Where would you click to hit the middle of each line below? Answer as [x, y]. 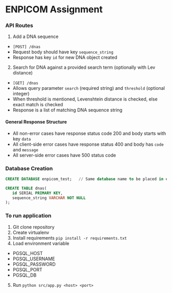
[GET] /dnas [25, 83]
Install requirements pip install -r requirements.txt [70, 238]
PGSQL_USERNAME [34, 259]
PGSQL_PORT [27, 269]
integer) [21, 94]
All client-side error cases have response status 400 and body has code [88, 144]
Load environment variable [41, 243]
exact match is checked [38, 105]
